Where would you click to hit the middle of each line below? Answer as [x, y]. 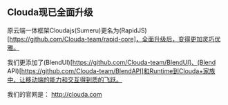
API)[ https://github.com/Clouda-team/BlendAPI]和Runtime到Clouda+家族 [111, 70]
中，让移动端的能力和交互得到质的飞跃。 [65, 79]
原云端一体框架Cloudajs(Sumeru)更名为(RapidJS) [77, 30]
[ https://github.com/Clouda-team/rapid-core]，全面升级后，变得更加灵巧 [111, 39]
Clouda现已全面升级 [50, 12]
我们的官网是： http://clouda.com [55, 94]
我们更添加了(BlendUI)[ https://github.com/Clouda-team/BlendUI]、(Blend [112, 62]
